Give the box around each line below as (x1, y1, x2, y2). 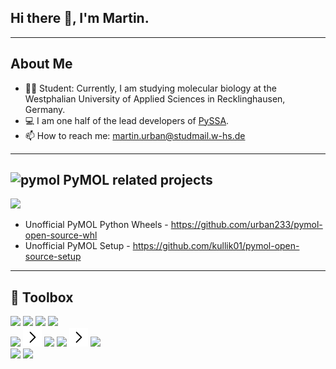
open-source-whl (24, 229, 98, 241)
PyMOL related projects (63, 172, 213, 189)
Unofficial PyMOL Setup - (24, 240, 131, 252)
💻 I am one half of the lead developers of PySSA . (24, 114, 230, 126)
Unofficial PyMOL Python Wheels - (24, 219, 169, 231)
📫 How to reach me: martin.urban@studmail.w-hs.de (24, 129, 246, 141)
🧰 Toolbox (10, 289, 74, 306)
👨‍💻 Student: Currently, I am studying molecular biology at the (24, 82, 277, 94)
